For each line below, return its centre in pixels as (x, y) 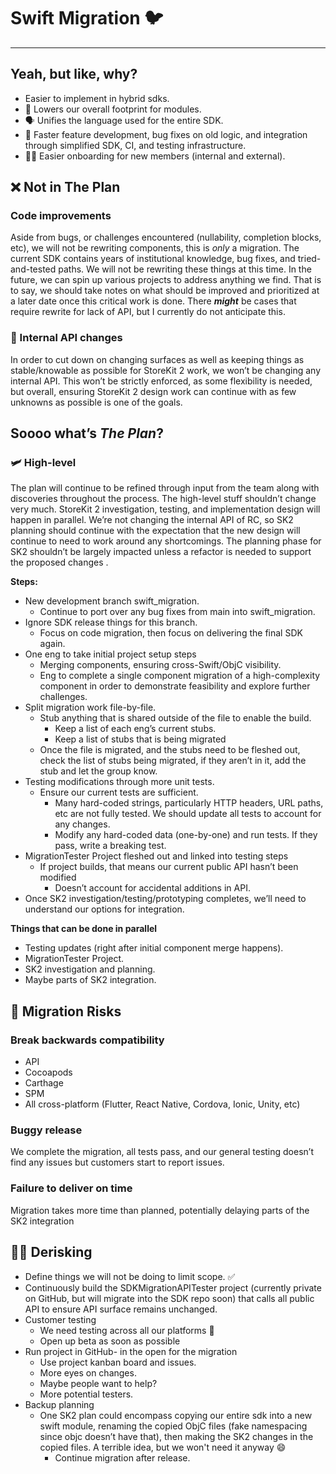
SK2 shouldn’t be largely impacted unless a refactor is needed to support (161, 552)
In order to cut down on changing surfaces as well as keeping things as (157, 359)
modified (58, 877)
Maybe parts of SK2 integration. (90, 980)
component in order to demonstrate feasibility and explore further (175, 686)
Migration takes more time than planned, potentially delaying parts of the (160, 1210)
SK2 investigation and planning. (90, 969)
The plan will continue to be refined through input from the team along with (165, 488)
